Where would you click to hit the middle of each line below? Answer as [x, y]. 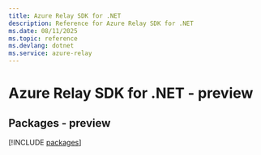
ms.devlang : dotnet [41, 46]
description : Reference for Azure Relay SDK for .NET [101, 23]
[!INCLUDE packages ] [45, 142]
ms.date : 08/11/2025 [43, 31]
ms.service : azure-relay [50, 53]
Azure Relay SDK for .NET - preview [131, 93]
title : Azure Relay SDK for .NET [65, 16]
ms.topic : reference [43, 38]
